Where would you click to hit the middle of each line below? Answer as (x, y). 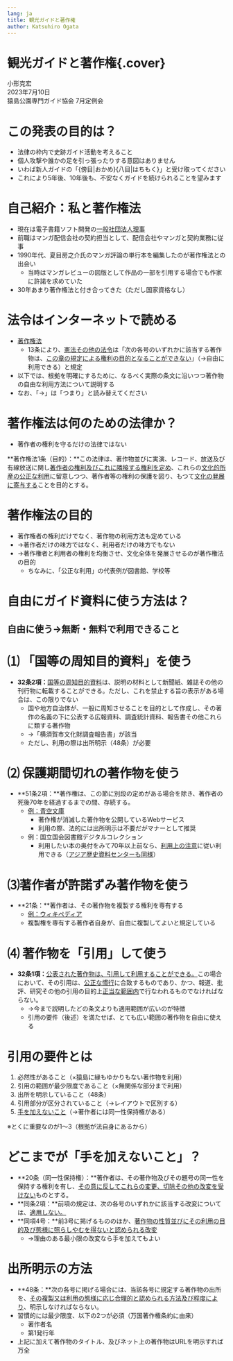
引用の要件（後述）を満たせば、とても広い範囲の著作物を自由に (119, 1018)
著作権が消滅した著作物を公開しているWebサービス (111, 820)
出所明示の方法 (50, 1269)
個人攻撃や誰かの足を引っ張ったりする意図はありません (96, 161)
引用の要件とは (50, 1057)
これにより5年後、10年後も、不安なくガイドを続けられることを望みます (119, 178)
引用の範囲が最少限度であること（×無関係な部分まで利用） (101, 1086)
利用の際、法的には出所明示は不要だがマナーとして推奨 (117, 828)
